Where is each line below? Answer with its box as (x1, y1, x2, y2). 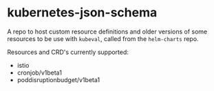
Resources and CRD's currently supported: (7, 48, 129, 56)
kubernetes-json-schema (7, 5, 158, 21)
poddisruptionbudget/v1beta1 (17, 75, 100, 83)
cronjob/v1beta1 (17, 68, 62, 77)
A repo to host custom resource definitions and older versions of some (7, 27, 208, 36)
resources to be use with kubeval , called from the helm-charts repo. (7, 34, 199, 42)
